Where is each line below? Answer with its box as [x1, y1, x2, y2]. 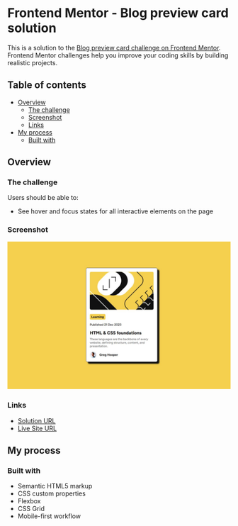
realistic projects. [7, 58, 58, 67]
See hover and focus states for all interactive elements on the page [17, 207, 214, 216]
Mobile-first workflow [17, 512, 81, 520]
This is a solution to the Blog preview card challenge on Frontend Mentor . [7, 43, 221, 52]
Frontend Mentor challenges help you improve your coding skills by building [7, 51, 229, 60]
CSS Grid [17, 505, 45, 513]
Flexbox [17, 497, 41, 505]
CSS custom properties [17, 489, 86, 498]
